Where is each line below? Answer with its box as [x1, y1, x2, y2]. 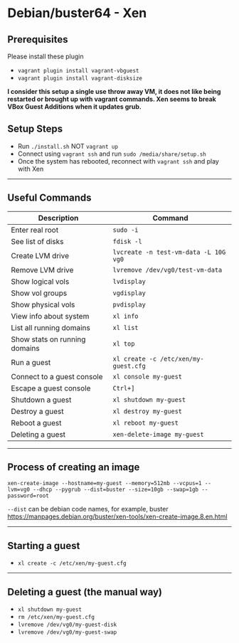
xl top [112, 339, 135, 348]
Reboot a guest [11, 418, 62, 427]
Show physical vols [11, 299, 75, 309]
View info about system [11, 311, 90, 321]
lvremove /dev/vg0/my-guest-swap [17, 629, 117, 636]
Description [38, 213, 79, 223]
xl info [112, 312, 139, 320]
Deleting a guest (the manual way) [7, 585, 162, 598]
